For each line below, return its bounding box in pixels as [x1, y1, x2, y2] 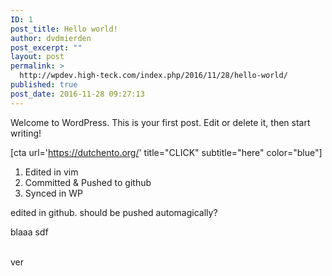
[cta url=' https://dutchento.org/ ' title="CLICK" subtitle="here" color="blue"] [10, 146, 323, 158]
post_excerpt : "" [10, 42, 83, 53]
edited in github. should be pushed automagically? [10, 206, 218, 218]
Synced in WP [24, 187, 83, 199]
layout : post [10, 52, 65, 62]
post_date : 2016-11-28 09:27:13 [10, 89, 145, 99]
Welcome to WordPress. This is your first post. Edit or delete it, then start [10, 116, 311, 128]
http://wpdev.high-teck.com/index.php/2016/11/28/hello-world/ [19, 71, 288, 81]
